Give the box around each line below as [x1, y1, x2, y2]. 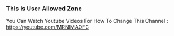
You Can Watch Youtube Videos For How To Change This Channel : [6, 18, 169, 25]
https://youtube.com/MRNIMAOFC [6, 23, 90, 30]
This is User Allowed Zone [6, 5, 82, 13]
